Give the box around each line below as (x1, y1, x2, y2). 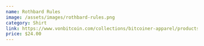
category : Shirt (5, 20, 47, 26)
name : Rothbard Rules (5, 8, 61, 15)
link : (5, 25, 19, 32)
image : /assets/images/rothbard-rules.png (5, 14, 115, 20)
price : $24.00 (5, 31, 42, 37)
